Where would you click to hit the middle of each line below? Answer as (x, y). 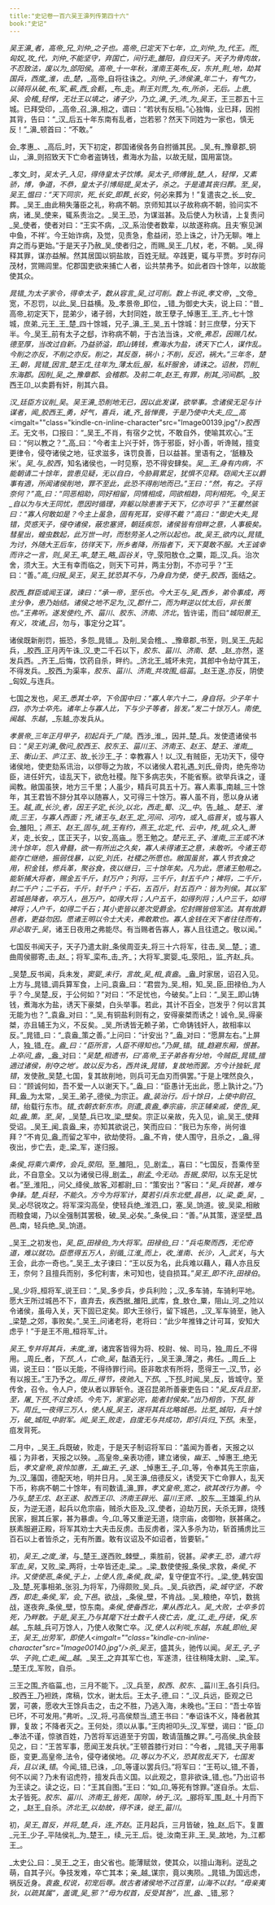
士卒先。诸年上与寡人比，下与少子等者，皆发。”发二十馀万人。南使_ (150, 708)
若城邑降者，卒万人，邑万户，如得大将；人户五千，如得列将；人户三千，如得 (137, 898)
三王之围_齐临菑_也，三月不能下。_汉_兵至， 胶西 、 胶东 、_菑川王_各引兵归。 (137, 1685)
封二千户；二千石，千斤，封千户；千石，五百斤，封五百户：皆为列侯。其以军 (137, 888)
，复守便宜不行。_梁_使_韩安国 (212, 1576)
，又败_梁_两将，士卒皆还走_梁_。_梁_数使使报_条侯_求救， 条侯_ (141, 1566)
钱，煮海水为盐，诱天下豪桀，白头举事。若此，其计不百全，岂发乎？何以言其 (137, 1004)
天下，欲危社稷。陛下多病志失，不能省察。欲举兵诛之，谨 (169, 776)
